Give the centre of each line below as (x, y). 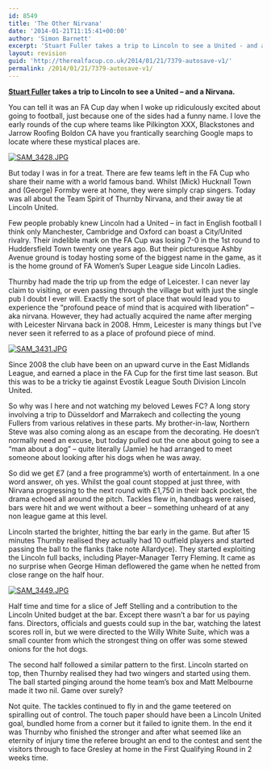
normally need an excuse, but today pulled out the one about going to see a (134, 440)
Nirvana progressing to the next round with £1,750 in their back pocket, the (133, 490)
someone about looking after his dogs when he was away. (105, 457)
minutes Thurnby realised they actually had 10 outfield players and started (131, 540)
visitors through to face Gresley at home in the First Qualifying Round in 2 (130, 749)
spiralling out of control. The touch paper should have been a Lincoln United (135, 714)
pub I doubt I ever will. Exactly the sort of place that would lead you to (124, 298)
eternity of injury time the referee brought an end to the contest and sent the (135, 740)
